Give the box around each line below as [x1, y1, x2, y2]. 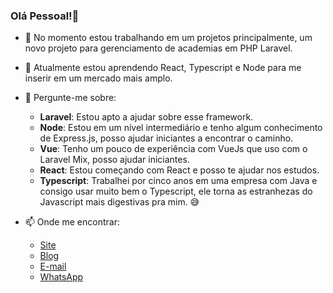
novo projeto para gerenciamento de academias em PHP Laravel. [24, 42, 293, 54]
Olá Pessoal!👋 [10, 9, 80, 23]
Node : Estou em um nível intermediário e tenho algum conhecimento [39, 122, 323, 134]
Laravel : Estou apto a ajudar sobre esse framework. [39, 111, 254, 123]
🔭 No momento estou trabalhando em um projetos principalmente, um [24, 32, 313, 44]
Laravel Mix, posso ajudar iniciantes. [39, 154, 190, 166]
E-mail [39, 260, 67, 273]
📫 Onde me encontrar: [24, 216, 120, 228]
